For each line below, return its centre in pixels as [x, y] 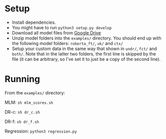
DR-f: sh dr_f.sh [22, 121]
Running [22, 79]
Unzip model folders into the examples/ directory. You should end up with [86, 38]
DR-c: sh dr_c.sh [22, 112]
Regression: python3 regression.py [41, 131]
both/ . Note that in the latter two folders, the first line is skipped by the [84, 54]
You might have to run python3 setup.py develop [62, 27]
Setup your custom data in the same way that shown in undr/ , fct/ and [84, 48]
